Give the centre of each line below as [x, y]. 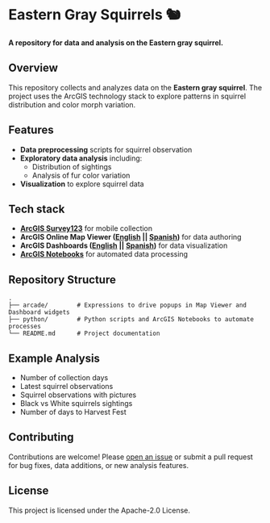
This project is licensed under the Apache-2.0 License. [100, 510]
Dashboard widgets [39, 312]
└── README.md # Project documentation [84, 334]
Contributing [41, 437]
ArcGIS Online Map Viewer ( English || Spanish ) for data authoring [131, 237]
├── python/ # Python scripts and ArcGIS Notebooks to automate [131, 320]
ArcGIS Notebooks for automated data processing [104, 254]
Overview [33, 68]
